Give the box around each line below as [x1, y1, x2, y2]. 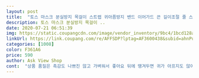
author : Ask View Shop [6, 57, 62, 63]
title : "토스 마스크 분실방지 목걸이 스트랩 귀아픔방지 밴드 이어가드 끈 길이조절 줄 [6, 14, 187, 20]
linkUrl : [6, 36, 28, 42]
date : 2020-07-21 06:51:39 [6, 25, 73, 31]
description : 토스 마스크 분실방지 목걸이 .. [6, 19, 105, 25]
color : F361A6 [6, 47, 41, 53]
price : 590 [6, 52, 33, 58]
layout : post [6, 8, 38, 15]
